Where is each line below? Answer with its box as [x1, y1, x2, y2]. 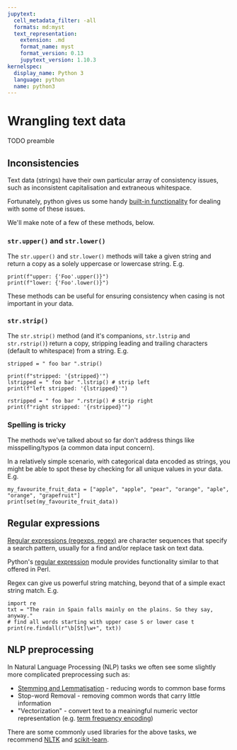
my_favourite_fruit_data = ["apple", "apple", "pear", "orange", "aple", [7, 485, 230, 492]
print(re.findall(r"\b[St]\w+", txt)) [7, 624, 122, 632]
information [17, 698, 52, 708]
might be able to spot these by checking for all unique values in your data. [7, 464, 223, 473]
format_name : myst [20, 43, 74, 50]
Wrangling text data [7, 113, 126, 129]
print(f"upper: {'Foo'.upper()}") [7, 273, 110, 280]
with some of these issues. [7, 204, 86, 213]
